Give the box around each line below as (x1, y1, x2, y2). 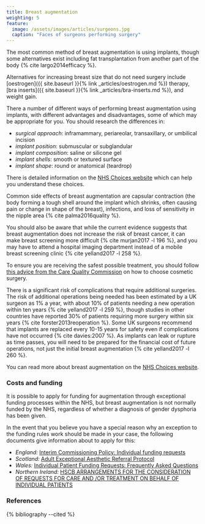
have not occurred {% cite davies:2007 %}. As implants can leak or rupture (6, 332, 196, 340)
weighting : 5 (6, 15, 40, 21)
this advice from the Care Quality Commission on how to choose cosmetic (6, 268, 193, 275)
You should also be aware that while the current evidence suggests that (6, 224, 187, 231)
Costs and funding (6, 379, 63, 387)
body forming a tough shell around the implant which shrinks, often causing (6, 199, 197, 206)
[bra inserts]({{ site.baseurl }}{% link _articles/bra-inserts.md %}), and (6, 86, 184, 94)
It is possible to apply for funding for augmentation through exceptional (6, 392, 186, 400)
